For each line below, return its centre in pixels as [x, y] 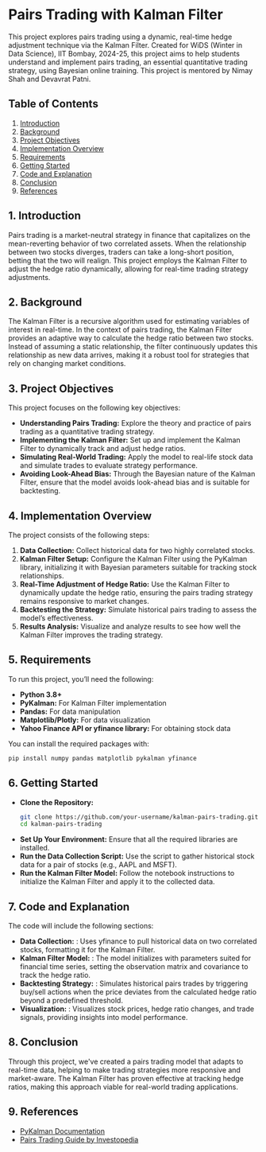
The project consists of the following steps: [79, 535]
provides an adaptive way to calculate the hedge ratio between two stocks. [131, 338]
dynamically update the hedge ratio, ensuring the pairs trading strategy [136, 593]
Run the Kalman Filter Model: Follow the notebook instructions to [127, 874]
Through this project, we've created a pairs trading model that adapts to [126, 1061]
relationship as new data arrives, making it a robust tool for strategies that [129, 355]
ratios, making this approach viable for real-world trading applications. [123, 1087]
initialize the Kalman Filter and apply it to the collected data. [118, 882]
